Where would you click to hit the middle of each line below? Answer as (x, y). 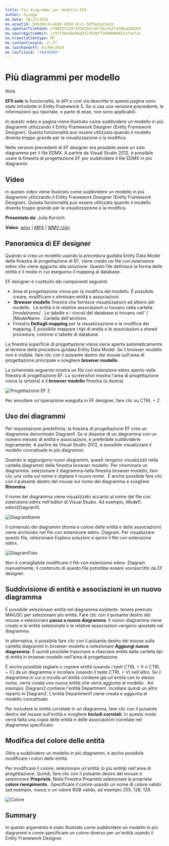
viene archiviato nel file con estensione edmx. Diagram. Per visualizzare (80, 532)
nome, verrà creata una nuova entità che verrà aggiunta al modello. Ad (79, 683)
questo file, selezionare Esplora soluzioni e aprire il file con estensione (78, 537)
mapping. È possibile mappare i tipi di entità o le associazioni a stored (85, 329)
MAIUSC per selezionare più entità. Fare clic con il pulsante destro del (78, 615)
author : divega (21, 15)
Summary (21, 815)
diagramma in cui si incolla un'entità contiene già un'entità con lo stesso (80, 677)
